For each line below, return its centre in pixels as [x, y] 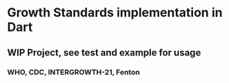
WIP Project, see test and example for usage [104, 52]
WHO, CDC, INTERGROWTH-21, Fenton [73, 72]
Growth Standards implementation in [115, 13]
